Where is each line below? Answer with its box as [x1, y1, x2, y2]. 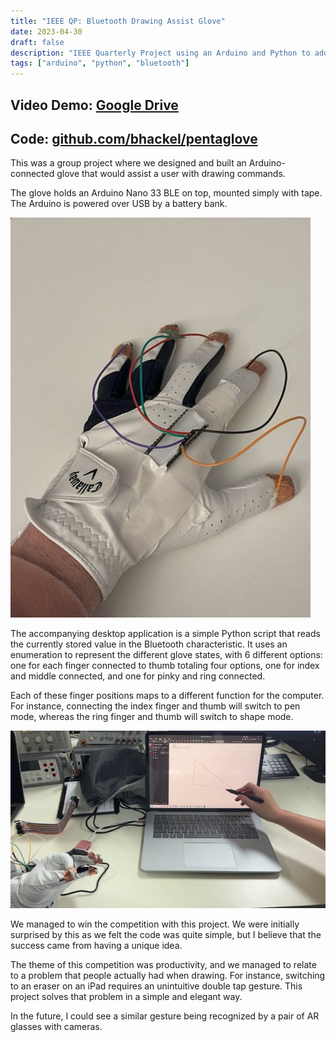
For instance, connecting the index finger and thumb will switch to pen [10, 700, 301, 712]
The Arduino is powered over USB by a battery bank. [10, 198, 228, 210]
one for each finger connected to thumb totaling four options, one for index [10, 660, 320, 672]
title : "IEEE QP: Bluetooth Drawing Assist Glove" [10, 16, 226, 26]
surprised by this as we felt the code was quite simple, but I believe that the [10, 928, 322, 940]
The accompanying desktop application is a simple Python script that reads [10, 628, 321, 640]
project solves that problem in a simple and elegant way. [10, 990, 243, 1002]
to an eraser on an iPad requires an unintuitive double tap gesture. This [10, 980, 303, 992]
